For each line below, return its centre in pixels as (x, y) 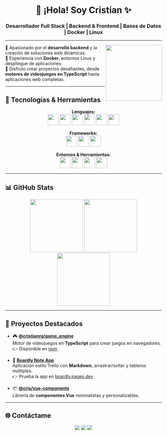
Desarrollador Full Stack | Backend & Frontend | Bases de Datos (83, 26)
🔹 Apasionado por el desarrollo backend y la (51, 48)
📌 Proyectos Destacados (44, 324)
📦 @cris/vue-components (41, 388)
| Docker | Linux (83, 32)
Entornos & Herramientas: (83, 155)
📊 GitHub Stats (29, 187)
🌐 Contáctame (28, 416)
